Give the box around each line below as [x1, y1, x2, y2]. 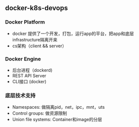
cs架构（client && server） [12, 43, 67, 49]
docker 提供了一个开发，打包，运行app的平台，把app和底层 [12, 31, 134, 36]
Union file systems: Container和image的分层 [12, 117, 103, 123]
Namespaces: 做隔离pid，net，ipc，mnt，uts [12, 104, 105, 110]
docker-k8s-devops [5, 4, 68, 12]
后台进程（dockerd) [12, 67, 53, 73]
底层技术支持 [5, 92, 36, 99]
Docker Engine [5, 55, 41, 62]
